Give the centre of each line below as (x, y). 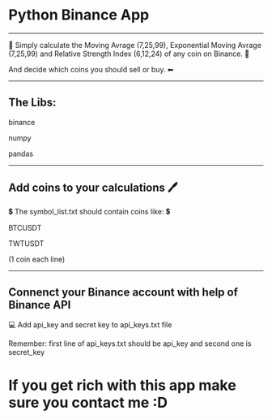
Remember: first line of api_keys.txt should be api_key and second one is (130, 343)
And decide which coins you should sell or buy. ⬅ (91, 69)
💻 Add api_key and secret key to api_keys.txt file (90, 325)
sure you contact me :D (88, 402)
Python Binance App (79, 15)
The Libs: (32, 103)
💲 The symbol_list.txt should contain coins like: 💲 (89, 211)
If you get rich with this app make (122, 385)
